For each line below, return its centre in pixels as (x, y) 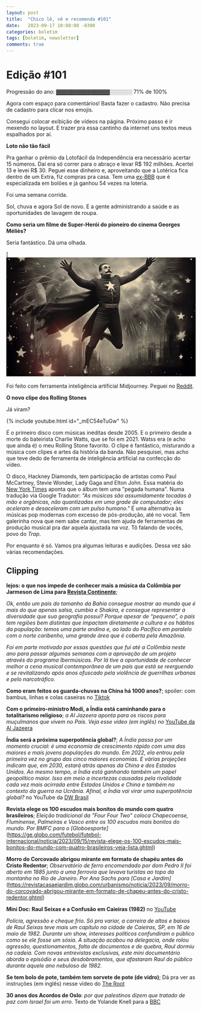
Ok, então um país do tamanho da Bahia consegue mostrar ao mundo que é (101, 603)
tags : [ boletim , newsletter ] (43, 38)
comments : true (25, 45)
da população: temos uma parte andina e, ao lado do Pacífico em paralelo (99, 629)
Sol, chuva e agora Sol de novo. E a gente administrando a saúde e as (93, 206)
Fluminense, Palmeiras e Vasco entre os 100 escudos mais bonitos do (93, 821)
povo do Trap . (24, 533)
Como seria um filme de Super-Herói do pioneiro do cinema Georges (93, 224)
